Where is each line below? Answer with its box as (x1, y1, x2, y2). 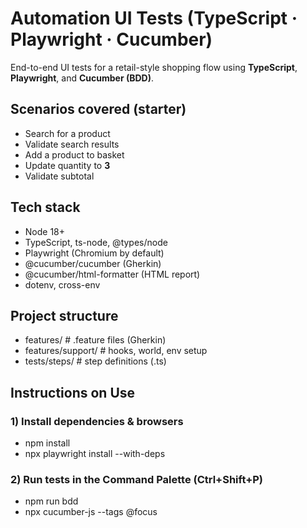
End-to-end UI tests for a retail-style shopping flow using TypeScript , (10, 61, 298, 73)
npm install (24, 437, 71, 449)
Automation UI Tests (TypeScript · (10, 7, 298, 30)
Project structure (10, 307, 119, 324)
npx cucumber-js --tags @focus (24, 506, 158, 518)
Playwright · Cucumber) (10, 28, 213, 51)
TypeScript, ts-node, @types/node (24, 236, 168, 248)
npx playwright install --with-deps (24, 448, 166, 460)
